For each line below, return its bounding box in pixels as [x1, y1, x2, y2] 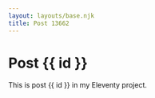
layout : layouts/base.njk [8, 11, 94, 20]
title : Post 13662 [8, 19, 70, 27]
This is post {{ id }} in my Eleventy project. [8, 80, 148, 90]
